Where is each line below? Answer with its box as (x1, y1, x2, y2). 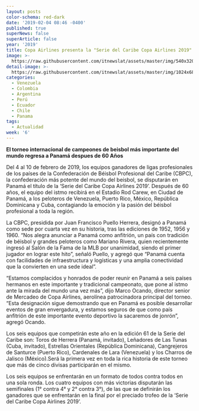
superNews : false (6, 31, 49, 37)
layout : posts (6, 8, 41, 15)
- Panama (11, 113, 33, 119)
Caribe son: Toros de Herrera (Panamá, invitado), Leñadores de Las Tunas (6, 336, 188, 343)
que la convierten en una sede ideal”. (6, 263, 97, 270)
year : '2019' (6, 42, 38, 48)
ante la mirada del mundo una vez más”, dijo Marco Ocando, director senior (6, 287, 191, 294)
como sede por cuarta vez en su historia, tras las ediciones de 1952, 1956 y (6, 225, 190, 232)
